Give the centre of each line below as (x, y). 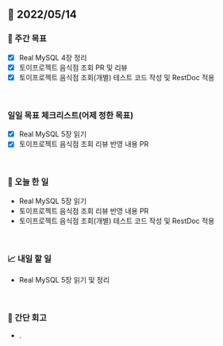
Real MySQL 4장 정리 (53, 57)
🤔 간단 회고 (27, 317)
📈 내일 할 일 (30, 259)
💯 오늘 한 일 (28, 182)
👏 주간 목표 (27, 39)
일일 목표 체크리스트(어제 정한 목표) (71, 115)
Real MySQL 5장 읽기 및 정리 (64, 279)
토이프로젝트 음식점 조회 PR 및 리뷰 (73, 67)
